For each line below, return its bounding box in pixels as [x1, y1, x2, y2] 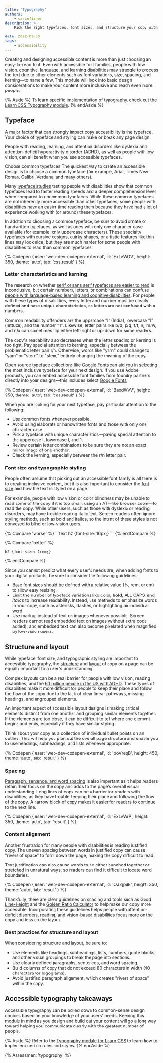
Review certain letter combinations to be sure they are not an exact [12, 442, 147, 448]
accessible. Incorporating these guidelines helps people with [5, 906, 127, 912]
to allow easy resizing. [12, 587, 57, 593]
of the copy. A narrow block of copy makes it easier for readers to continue [5, 799, 156, 805]
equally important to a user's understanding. [5, 666, 94, 671]
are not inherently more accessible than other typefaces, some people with [5, 198, 156, 204]
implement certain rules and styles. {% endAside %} [5, 1043, 110, 1048]
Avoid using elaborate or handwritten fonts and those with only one [12, 421, 147, 427]
